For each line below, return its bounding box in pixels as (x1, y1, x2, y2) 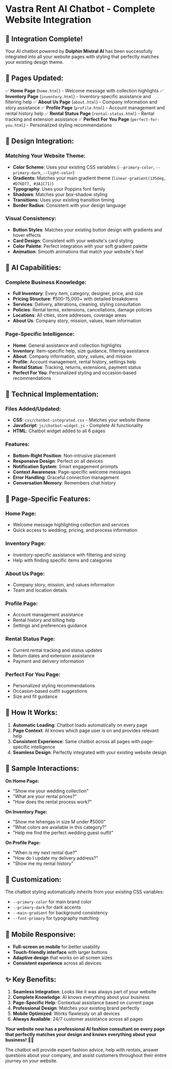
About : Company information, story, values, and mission (12, 353, 132, 359)
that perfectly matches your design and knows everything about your (5, 1031, 157, 1037)
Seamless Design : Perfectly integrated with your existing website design (12, 749, 167, 755)
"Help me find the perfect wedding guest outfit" (12, 830, 114, 836)
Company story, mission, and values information (12, 582, 115, 588)
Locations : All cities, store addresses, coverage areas (12, 312, 127, 319)
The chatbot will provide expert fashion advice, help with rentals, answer (5, 1047, 159, 1053)
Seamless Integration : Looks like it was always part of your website (12, 989, 157, 994)
